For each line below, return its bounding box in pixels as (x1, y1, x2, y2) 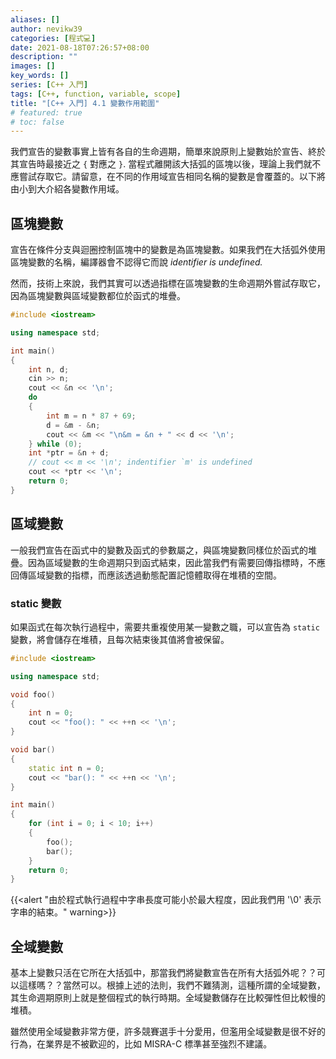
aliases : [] (10, 14, 60, 25)
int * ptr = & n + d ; (28, 448, 110, 458)
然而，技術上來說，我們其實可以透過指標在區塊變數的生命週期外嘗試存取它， (10, 277, 326, 290)
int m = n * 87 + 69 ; (46, 411, 137, 421)
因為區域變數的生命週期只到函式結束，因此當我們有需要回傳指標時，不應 (27, 556, 326, 568)
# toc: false (10, 117, 65, 127)
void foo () (10, 689, 56, 700)
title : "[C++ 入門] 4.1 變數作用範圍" (10, 98, 160, 108)
